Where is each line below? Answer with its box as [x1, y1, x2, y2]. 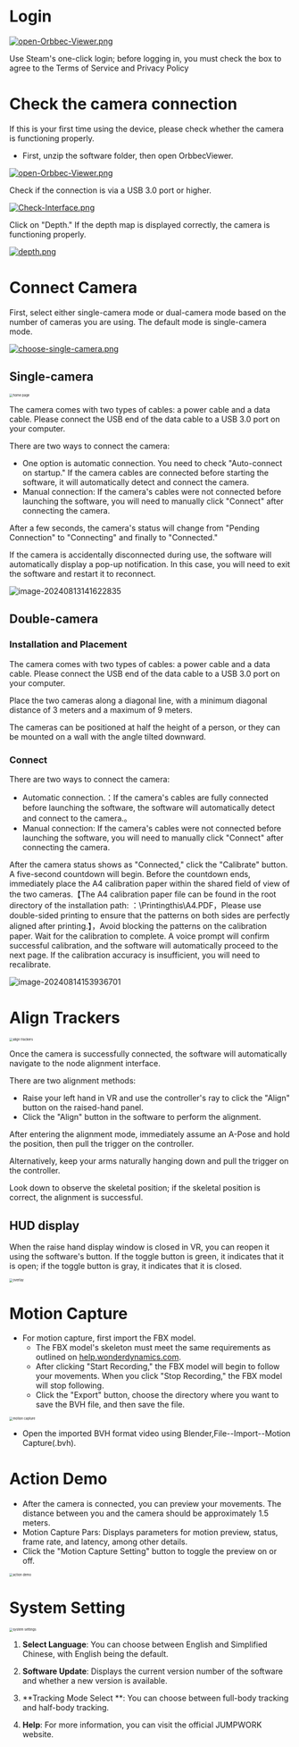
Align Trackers [9, 1007, 120, 1028]
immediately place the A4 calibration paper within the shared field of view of [9, 878, 290, 889]
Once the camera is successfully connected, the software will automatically [9, 1049, 287, 1059]
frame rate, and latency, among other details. [21, 1536, 188, 1547]
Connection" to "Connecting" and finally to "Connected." [9, 532, 219, 543]
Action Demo [9, 1469, 108, 1489]
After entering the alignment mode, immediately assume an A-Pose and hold [9, 1129, 290, 1140]
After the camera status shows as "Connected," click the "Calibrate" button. [9, 859, 288, 870]
